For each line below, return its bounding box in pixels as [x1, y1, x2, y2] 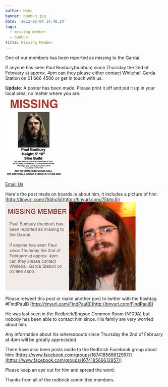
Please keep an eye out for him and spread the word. [5, 367, 115, 373]
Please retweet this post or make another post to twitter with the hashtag [5, 296, 157, 302]
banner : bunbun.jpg [5, 13, 46, 19]
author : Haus [5, 8, 33, 13]
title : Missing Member [5, 40, 53, 45]
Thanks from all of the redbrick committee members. [5, 376, 115, 382]
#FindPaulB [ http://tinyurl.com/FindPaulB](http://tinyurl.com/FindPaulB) [5, 301, 154, 307]
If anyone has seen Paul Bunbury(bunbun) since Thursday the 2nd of [5, 64, 149, 70]
